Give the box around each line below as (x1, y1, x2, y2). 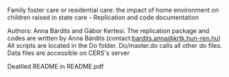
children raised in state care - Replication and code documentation (7, 13, 199, 22)
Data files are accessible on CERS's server (7, 49, 130, 57)
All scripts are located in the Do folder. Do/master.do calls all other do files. (7, 42, 223, 49)
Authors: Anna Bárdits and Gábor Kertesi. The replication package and (7, 27, 209, 35)
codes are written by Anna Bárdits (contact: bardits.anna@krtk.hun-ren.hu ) (7, 34, 221, 42)
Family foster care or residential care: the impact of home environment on (7, 6, 219, 14)
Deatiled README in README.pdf (7, 62, 104, 70)
